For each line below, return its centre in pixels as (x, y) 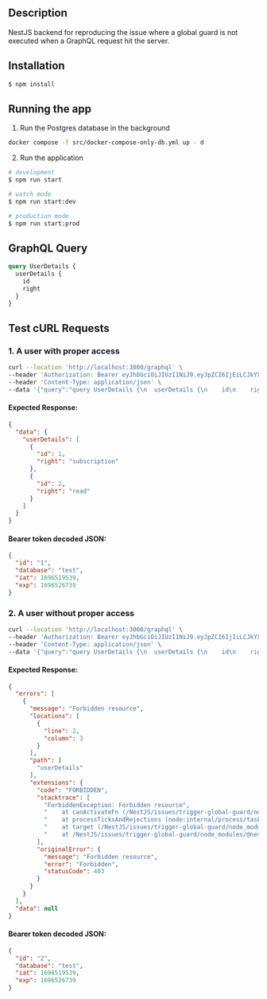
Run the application (51, 158)
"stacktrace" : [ (64, 798)
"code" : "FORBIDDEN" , (73, 790)
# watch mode (30, 194)
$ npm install (32, 84)
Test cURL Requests (59, 328)
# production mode (39, 216)
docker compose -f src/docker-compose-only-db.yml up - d (106, 142)
